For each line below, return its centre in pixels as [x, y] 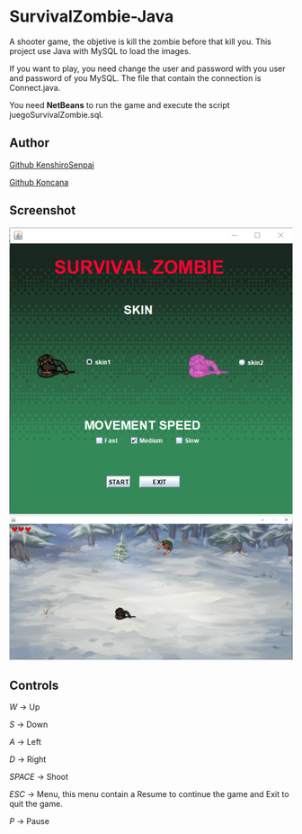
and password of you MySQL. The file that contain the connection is [135, 77]
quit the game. [36, 804]
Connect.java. [35, 87]
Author [29, 143]
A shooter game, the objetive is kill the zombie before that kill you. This [140, 41]
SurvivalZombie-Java [92, 17]
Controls [34, 685]
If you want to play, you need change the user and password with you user [147, 68]
